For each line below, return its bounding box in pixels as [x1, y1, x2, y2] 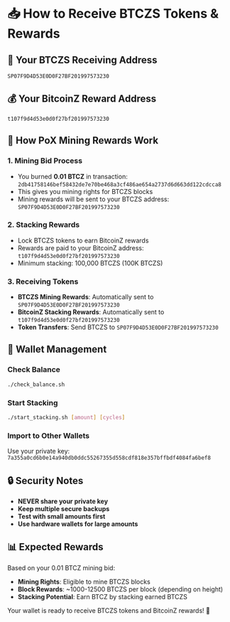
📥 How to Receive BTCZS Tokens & [7, 6, 219, 22]
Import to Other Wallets [7, 431, 90, 441]
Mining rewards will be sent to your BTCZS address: [17, 195, 170, 203]
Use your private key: [7, 447, 70, 456]
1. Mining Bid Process [7, 156, 83, 166]
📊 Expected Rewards [7, 541, 104, 553]
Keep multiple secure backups [17, 504, 110, 513]
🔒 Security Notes [7, 474, 84, 487]
